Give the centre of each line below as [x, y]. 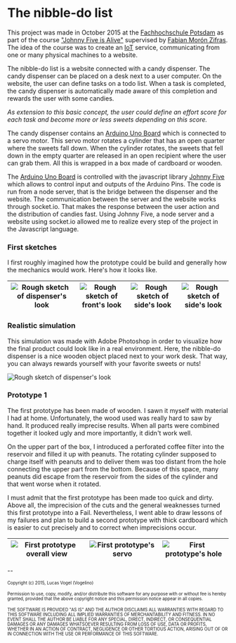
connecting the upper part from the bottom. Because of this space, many [113, 469]
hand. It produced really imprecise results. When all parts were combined [113, 425]
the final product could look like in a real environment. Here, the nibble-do [114, 348]
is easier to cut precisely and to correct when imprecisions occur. [102, 527]
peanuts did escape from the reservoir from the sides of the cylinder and [112, 476]
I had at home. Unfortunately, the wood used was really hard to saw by [110, 418]
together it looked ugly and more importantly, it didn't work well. [100, 433]
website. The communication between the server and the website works [112, 199]
